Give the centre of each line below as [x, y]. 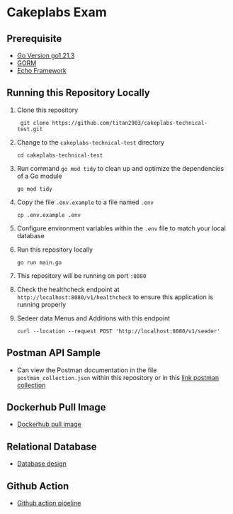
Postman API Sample [53, 353]
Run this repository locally [55, 250]
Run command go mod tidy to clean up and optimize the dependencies [120, 168]
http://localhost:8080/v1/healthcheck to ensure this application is [115, 297]
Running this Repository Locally [78, 93]
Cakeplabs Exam [57, 12]
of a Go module [39, 176]
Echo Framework [41, 71]
